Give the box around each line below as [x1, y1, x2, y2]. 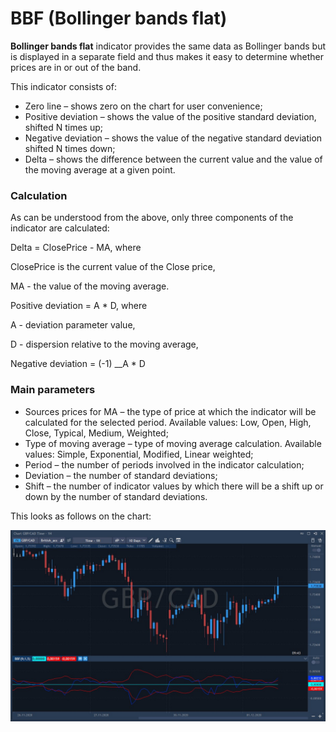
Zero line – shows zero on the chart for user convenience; [24, 100, 263, 112]
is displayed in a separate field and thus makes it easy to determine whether [10, 50, 324, 62]
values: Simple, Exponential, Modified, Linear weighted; [24, 448, 254, 460]
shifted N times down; [24, 142, 116, 154]
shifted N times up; [24, 121, 103, 133]
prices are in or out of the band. [10, 61, 142, 73]
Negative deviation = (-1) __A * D [10, 358, 146, 370]
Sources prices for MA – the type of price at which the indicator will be [24, 405, 317, 417]
